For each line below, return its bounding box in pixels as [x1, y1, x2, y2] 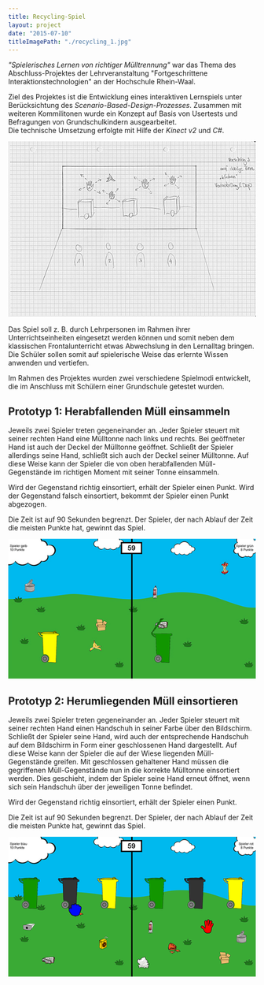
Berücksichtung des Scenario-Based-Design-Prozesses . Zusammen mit [8, 101, 242, 110]
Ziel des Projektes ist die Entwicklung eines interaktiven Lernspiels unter [8, 92, 242, 102]
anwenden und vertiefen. [8, 359, 90, 368]
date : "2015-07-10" [8, 29, 72, 37]
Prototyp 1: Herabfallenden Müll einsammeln [8, 404, 230, 418]
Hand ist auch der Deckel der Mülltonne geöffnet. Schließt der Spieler [8, 442, 234, 452]
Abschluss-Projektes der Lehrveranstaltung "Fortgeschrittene [8, 69, 208, 78]
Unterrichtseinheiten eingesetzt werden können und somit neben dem [8, 333, 235, 343]
